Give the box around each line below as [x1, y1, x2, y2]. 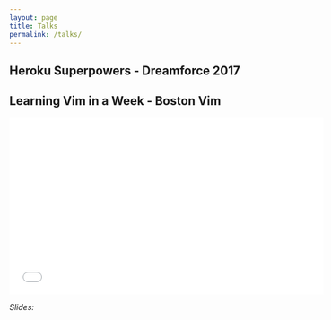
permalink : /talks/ [9, 30, 83, 39]
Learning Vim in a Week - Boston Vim [9, 93, 222, 108]
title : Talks [9, 22, 58, 30]
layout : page [9, 13, 58, 22]
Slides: [9, 301, 34, 312]
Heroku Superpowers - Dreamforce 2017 [9, 63, 240, 78]
